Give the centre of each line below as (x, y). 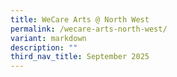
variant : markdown (48, 38)
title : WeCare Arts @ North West (80, 19)
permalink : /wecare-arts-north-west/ (89, 29)
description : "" (44, 47)
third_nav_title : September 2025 (80, 57)
